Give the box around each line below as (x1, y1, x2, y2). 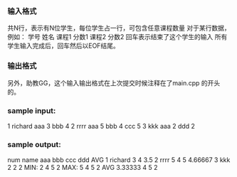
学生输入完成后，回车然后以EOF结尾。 (7, 41, 120, 50)
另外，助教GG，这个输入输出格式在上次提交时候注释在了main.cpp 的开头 (7, 78, 221, 87)
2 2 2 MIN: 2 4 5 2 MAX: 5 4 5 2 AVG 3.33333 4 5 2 (7, 163, 158, 172)
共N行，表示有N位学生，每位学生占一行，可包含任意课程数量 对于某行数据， (7, 23, 231, 33)
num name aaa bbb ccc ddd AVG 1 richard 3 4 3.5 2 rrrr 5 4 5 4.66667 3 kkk (7, 156, 231, 164)
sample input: (7, 105, 56, 115)
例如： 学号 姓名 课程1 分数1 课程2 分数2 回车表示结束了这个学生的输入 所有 (7, 33, 228, 41)
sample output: (7, 139, 62, 149)
